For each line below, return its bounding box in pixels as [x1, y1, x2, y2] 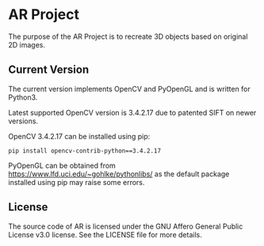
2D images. [8, 40, 46, 49]
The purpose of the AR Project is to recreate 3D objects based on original [8, 32, 248, 41]
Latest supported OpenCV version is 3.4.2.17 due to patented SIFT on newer [8, 108, 257, 117]
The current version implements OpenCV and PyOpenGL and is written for [8, 84, 251, 93]
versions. [8, 116, 38, 126]
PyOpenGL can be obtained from [8, 161, 117, 170]
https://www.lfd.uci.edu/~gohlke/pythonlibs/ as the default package [8, 168, 230, 179]
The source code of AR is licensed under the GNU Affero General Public [8, 221, 243, 231]
